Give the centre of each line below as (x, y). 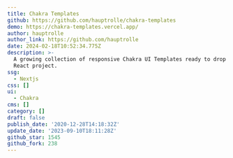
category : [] (26, 111)
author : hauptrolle (36, 33)
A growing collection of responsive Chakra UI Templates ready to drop (120, 59)
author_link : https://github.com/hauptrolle (73, 40)
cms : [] (18, 105)
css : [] (18, 85)
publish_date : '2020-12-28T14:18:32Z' (63, 124)
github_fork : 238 (32, 144)
